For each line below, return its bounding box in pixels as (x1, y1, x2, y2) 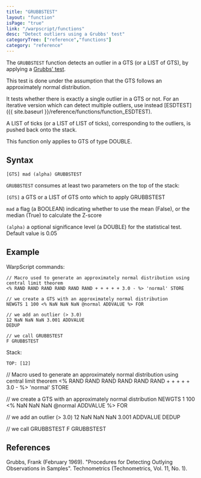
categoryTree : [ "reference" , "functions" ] (6, 37, 112, 43)
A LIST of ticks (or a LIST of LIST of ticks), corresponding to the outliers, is (6, 119, 191, 127)
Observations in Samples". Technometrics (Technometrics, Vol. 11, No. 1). (6, 465, 188, 472)
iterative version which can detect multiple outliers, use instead (6, 101, 163, 108)
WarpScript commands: (6, 263, 65, 270)
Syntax (6, 155, 34, 166)
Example (6, 247, 40, 257)
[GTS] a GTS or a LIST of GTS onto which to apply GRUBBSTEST (6, 193, 165, 201)
